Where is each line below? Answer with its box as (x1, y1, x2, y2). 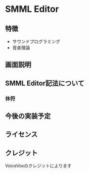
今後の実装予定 (5, 112, 51, 120)
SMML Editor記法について (5, 79, 85, 87)
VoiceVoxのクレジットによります (5, 163, 72, 169)
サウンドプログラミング (12, 39, 60, 44)
